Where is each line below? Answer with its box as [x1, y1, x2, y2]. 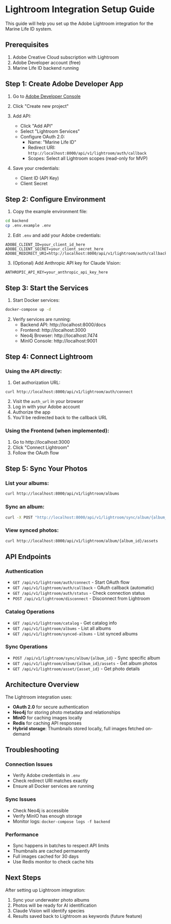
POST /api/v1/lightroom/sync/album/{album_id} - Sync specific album [12, 655, 160, 661]
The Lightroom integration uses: [5, 694, 73, 700]
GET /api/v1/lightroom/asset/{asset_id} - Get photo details [12, 666, 140, 672]
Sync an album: [5, 503, 45, 510]
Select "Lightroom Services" [20, 128, 80, 134]
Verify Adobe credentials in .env [12, 772, 80, 778]
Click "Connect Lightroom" [12, 444, 70, 450]
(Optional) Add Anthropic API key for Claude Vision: [12, 260, 121, 266]
